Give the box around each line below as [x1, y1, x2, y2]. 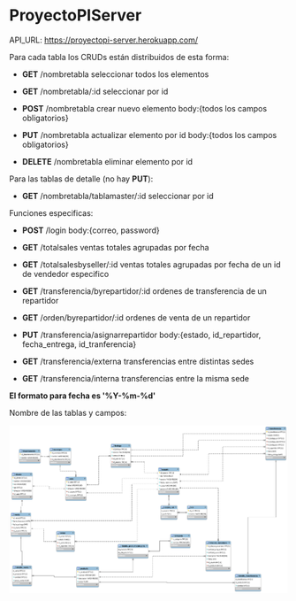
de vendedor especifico [21, 268, 110, 279]
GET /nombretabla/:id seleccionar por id [21, 86, 169, 96]
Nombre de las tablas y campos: [9, 407, 127, 418]
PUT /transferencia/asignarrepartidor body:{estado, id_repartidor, [21, 329, 262, 340]
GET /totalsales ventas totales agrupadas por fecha [21, 242, 209, 252]
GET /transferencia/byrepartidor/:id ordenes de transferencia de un [21, 285, 268, 297]
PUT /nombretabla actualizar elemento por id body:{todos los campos [21, 129, 277, 140]
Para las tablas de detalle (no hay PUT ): [9, 173, 154, 184]
